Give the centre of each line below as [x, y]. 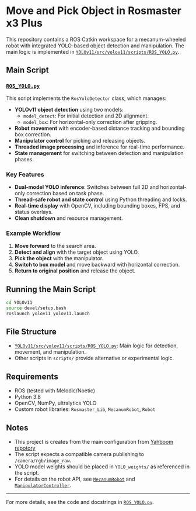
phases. [24, 159]
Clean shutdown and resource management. [69, 218]
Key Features [25, 174]
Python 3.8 [27, 397]
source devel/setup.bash [36, 308]
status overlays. [34, 212]
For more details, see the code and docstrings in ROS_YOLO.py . [80, 502]
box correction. [33, 134]
